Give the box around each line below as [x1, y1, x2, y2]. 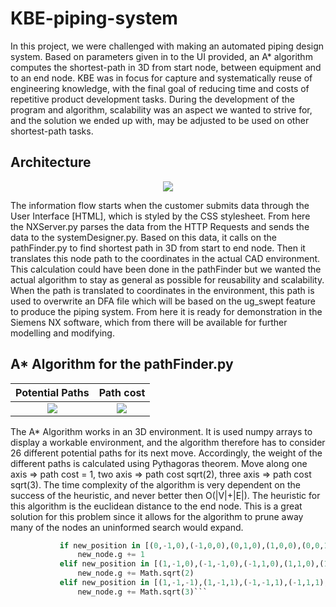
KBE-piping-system [10, 7, 178, 30]
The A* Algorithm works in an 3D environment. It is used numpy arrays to [10, 425, 313, 437]
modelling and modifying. [10, 327, 115, 339]
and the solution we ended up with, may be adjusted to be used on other [10, 114, 310, 126]
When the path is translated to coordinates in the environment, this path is [10, 284, 315, 296]
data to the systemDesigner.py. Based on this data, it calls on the [10, 231, 277, 243]
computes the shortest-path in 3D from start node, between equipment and [10, 61, 322, 73]
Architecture [10, 154, 92, 171]
